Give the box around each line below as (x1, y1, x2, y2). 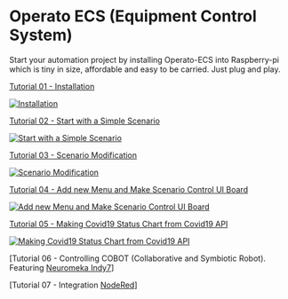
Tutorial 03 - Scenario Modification (9, 149, 138, 161)
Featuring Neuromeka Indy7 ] (9, 262, 115, 272)
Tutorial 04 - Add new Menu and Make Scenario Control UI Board (9, 184, 249, 194)
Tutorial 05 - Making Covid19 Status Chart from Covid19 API (9, 218, 228, 229)
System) (9, 25, 73, 45)
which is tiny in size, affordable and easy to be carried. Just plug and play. (9, 64, 282, 75)
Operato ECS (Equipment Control (9, 6, 258, 27)
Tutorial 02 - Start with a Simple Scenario (9, 115, 160, 126)
